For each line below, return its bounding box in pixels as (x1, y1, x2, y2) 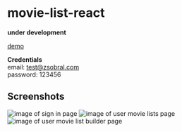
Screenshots (7, 91, 65, 103)
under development (7, 28, 67, 37)
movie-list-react (7, 5, 105, 21)
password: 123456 (7, 70, 61, 79)
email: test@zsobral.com (7, 62, 80, 71)
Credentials (7, 55, 42, 64)
